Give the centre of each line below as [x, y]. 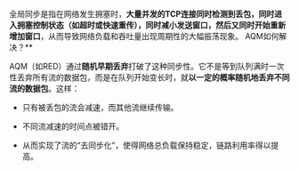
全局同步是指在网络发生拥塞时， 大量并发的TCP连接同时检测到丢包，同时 [142, 14]
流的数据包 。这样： [44, 89]
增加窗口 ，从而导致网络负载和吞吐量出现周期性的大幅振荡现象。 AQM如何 [144, 36]
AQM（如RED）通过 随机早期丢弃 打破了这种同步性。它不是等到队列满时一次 [147, 66]
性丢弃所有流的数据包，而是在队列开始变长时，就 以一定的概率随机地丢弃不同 [149, 77]
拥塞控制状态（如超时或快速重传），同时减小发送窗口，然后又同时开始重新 [151, 25]
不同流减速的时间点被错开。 [73, 126]
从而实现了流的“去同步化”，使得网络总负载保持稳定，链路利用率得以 [146, 145]
